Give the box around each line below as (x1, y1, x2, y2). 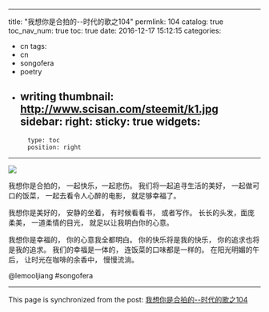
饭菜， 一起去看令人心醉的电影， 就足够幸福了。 (22, 190, 181, 200)
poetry (19, 67, 42, 76)
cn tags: (19, 42, 47, 50)
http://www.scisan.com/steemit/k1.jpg (19, 102, 219, 116)
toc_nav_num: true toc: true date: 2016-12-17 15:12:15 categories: (8, 26, 222, 35)
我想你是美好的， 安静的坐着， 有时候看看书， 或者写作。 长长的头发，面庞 (8, 207, 255, 217)
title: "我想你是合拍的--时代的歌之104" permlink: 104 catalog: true (8, 17, 224, 26)
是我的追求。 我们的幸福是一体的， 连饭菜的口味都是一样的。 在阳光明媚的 (8, 245, 253, 254)
